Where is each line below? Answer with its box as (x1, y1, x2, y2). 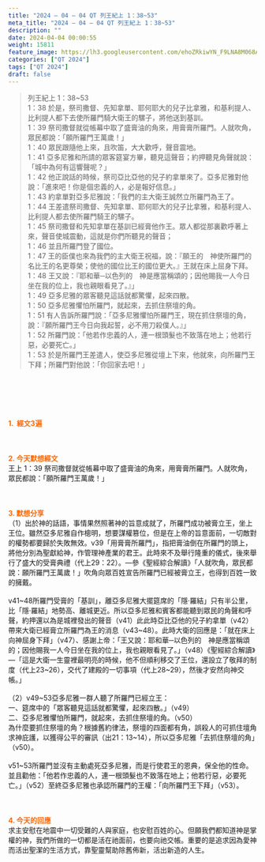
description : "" (8, 26, 62, 34)
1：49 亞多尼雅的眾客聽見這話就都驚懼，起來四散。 (27, 290, 194, 300)
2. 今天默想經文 (8, 454, 58, 463)
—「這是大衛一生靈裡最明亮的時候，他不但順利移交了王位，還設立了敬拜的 (8, 655, 250, 664)
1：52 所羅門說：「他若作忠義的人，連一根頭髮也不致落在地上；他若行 (27, 329, 252, 340)
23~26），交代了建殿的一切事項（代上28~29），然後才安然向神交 (35, 664, 244, 674)
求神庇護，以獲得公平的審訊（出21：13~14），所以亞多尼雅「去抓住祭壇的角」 (8, 732, 256, 742)
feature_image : (8, 48, 58, 56)
